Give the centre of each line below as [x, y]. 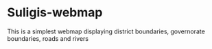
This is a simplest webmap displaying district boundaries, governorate [106, 31]
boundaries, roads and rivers [48, 38]
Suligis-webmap [55, 13]
